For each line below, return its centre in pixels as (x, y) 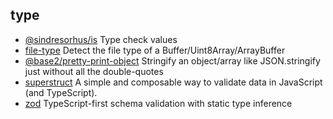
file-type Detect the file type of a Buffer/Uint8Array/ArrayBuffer (155, 50)
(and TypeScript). (61, 92)
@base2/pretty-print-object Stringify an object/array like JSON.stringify (172, 60)
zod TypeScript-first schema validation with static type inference (158, 103)
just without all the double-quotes (94, 71)
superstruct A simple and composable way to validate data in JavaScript (173, 82)
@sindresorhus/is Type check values (101, 39)
